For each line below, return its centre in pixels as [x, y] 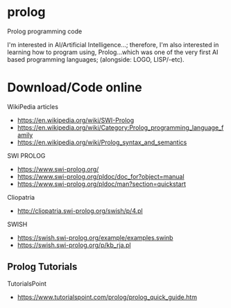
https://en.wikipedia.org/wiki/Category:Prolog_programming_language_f [120, 127]
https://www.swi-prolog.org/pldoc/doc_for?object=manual [101, 176]
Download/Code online [75, 88]
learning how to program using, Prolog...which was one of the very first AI [113, 52]
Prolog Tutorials [42, 267]
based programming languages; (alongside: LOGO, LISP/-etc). [96, 59]
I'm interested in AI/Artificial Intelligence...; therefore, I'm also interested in [113, 44]
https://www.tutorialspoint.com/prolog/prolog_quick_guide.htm [107, 297]
